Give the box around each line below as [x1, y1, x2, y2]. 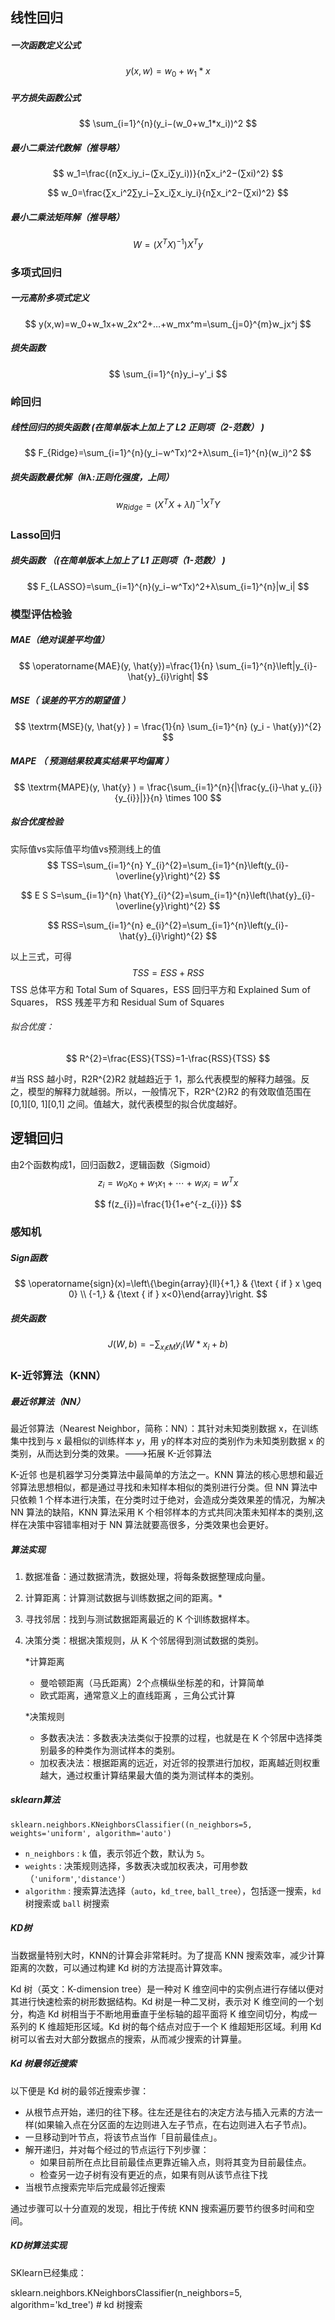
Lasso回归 [10, 528, 61, 542]
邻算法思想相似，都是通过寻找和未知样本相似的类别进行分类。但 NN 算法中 [10, 1481, 318, 1493]
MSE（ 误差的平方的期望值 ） [10, 694, 131, 707]
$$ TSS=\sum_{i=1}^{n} [46, 859, 144, 871]
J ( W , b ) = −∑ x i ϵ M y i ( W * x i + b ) [107, 1338, 229, 1354]
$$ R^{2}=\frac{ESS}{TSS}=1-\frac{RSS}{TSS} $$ [65, 1052, 271, 1064]
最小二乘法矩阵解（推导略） [10, 211, 125, 223]
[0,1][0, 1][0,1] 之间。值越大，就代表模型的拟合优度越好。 [10, 1098, 243, 1110]
